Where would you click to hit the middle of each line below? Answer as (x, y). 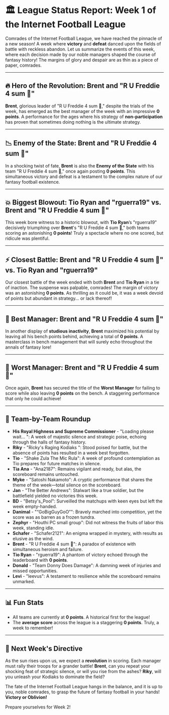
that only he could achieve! (33, 398)
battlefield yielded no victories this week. (55, 496)
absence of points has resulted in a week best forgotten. (71, 453)
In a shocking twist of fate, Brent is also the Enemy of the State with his (80, 166)
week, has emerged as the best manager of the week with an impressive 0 (82, 111)
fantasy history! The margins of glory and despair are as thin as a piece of (82, 60)
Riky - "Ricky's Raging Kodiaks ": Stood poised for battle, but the (80, 447)
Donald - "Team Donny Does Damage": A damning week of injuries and (87, 565)
